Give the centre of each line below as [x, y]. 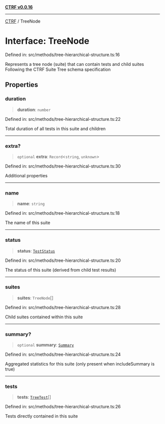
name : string [31, 204]
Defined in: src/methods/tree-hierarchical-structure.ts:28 [63, 307]
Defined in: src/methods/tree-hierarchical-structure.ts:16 [63, 55]
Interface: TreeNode [47, 41]
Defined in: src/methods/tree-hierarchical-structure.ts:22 [63, 119]
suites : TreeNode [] [35, 298]
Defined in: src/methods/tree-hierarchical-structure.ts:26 [63, 407]
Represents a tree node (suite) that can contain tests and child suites [75, 64]
